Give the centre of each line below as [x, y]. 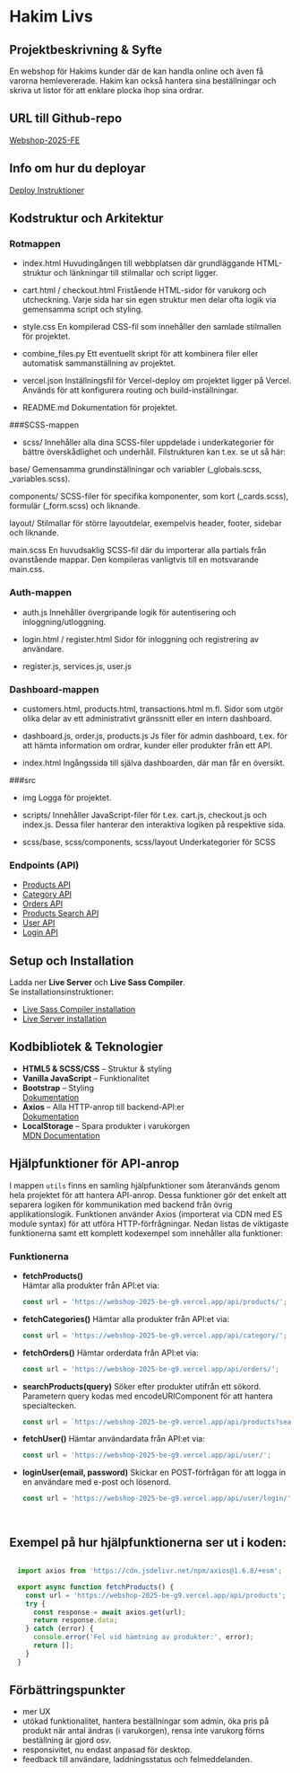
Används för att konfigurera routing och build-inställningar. [130, 390]
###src [23, 780]
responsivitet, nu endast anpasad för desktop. [107, 1750]
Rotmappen [35, 243]
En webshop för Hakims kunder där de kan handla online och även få [137, 71]
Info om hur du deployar [77, 168]
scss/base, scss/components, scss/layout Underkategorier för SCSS [149, 842]
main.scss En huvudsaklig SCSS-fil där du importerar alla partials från [138, 551]
